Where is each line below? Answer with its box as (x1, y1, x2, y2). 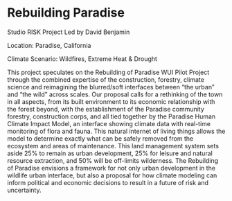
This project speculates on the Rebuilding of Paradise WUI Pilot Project (7, 68, 210, 76)
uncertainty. (7, 186, 42, 194)
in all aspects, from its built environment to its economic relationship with (7, 97, 215, 105)
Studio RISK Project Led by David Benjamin (7, 28, 130, 36)
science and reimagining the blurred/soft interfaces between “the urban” (7, 82, 215, 91)
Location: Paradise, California (7, 41, 91, 49)
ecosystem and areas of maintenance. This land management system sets (7, 141, 220, 150)
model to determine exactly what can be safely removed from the (7, 134, 194, 143)
